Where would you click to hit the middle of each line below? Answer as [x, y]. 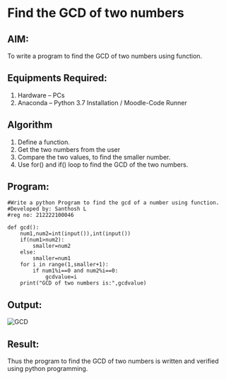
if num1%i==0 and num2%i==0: [76, 271]
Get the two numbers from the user [69, 149]
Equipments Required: [57, 78]
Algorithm [30, 125]
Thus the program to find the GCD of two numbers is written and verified [113, 361]
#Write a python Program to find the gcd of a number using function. [113, 203]
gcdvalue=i [61, 277]
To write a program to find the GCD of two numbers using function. [105, 56]
